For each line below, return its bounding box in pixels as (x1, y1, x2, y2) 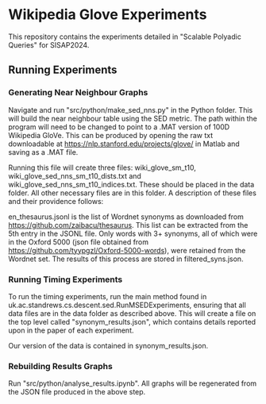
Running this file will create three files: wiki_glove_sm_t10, (8, 163, 196, 172)
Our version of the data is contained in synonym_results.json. (8, 341, 209, 350)
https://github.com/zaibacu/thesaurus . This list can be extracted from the (8, 220, 249, 229)
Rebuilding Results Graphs (8, 360, 113, 371)
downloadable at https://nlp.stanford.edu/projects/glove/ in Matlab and (8, 139, 240, 148)
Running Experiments (8, 63, 118, 77)
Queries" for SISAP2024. (8, 40, 90, 49)
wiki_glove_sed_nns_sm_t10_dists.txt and (8, 171, 141, 180)
